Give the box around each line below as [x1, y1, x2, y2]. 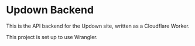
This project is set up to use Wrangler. [6, 33, 98, 40]
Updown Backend [6, 3, 94, 17]
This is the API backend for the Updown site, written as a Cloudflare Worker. [6, 22, 190, 29]
